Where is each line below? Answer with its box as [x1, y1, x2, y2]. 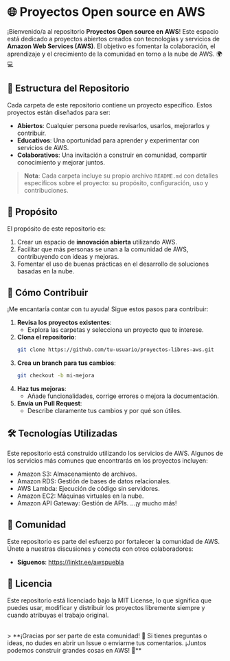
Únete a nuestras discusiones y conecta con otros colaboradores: [7, 545, 194, 553]
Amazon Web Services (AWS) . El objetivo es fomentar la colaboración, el [7, 42, 216, 50]
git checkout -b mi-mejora [16, 373, 95, 379]
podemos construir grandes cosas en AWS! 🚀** [7, 646, 142, 654]
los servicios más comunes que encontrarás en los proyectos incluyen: [7, 456, 208, 465]
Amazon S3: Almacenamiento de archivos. [16, 470, 137, 478]
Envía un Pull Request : [16, 399, 82, 408]
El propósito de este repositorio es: [7, 224, 106, 233]
